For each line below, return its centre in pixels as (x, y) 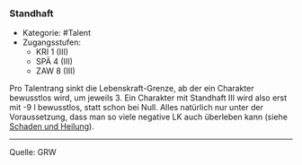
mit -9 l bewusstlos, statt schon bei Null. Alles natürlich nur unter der (136, 108)
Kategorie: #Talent (57, 33)
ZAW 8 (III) (56, 71)
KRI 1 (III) (52, 52)
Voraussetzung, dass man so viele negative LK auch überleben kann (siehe (148, 117)
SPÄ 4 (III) (54, 62)
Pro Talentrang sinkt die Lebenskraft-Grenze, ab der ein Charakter (132, 89)
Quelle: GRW (33, 152)
